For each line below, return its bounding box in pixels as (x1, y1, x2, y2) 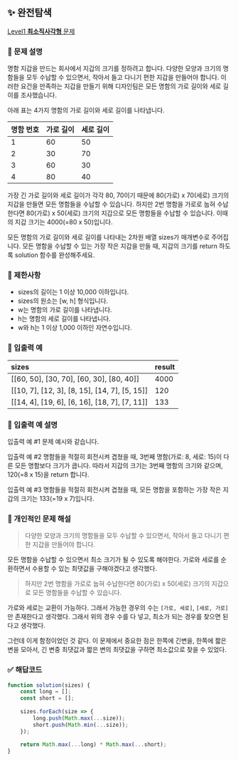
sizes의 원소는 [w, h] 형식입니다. (17, 296, 109, 305)
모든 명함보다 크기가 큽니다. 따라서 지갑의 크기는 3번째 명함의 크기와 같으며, (14, 462, 224, 470)
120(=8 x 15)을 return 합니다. (7, 470, 90, 479)
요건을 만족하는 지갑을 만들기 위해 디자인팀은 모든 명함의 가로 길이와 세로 (20, 82, 222, 90)
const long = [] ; (20, 688, 72, 695)
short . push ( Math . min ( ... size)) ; (33, 721, 129, 728)
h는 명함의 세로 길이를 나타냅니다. (17, 314, 112, 323)
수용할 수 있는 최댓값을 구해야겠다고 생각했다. (31, 564, 158, 573)
